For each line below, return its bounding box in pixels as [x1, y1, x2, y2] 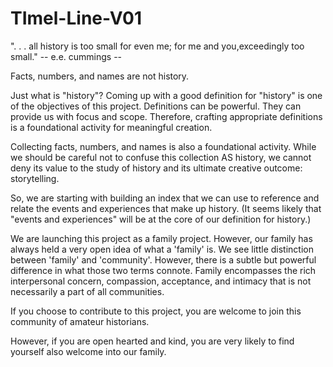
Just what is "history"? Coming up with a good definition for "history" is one [10, 89, 323, 101]
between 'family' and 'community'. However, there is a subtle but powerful [10, 253, 317, 266]
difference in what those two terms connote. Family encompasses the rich [10, 264, 317, 276]
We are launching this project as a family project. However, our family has [10, 232, 313, 244]
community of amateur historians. [10, 315, 150, 327]
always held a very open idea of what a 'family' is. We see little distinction [10, 243, 314, 255]
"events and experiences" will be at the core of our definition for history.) [10, 213, 312, 225]
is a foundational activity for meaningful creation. [10, 121, 213, 133]
